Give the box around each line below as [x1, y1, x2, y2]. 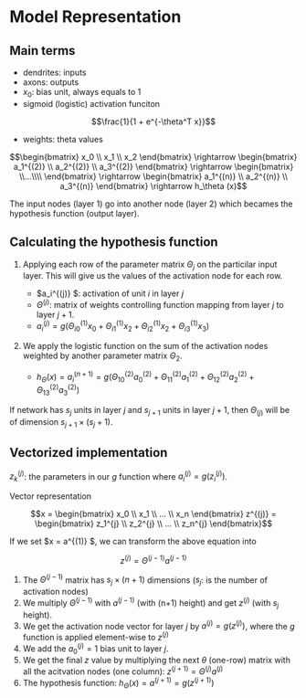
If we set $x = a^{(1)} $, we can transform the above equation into [9, 536, 258, 547]
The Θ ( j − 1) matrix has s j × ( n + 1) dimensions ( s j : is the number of [22, 573, 268, 587]
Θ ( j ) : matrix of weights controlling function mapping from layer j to [36, 298, 285, 311]
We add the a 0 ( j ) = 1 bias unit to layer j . [22, 641, 169, 656]
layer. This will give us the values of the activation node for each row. [22, 270, 283, 281]
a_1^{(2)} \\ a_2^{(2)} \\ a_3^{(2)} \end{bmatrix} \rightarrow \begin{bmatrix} [13, 161, 294, 172]
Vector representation [9, 491, 92, 502]
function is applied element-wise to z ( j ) [22, 630, 169, 642]
